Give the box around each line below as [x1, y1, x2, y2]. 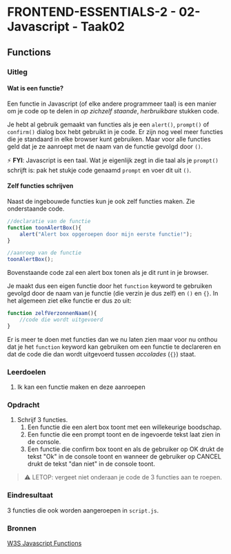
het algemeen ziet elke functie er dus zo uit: [7, 296, 132, 305]
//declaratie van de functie [7, 218, 91, 225]
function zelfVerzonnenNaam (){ [7, 310, 97, 317]
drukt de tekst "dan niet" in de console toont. [27, 460, 155, 468]
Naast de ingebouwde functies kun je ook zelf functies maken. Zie [7, 197, 195, 205]
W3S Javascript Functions [7, 539, 82, 547]
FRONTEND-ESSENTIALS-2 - [7, 4, 177, 20]
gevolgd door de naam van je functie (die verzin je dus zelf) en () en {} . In [7, 289, 219, 298]
